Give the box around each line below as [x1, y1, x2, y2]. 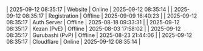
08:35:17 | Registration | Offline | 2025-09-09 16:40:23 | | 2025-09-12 [22, 12, 198, 19]
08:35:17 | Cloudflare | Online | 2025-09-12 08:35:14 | [6, 38, 141, 45]
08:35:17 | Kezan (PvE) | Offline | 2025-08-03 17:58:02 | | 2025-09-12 [6, 25, 181, 32]
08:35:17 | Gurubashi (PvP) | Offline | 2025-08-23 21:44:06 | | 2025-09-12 [6, 32, 193, 39]
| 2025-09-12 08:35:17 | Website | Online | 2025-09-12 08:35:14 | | [6, 6, 173, 13]
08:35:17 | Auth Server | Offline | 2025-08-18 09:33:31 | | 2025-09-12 [6, 19, 180, 25]
